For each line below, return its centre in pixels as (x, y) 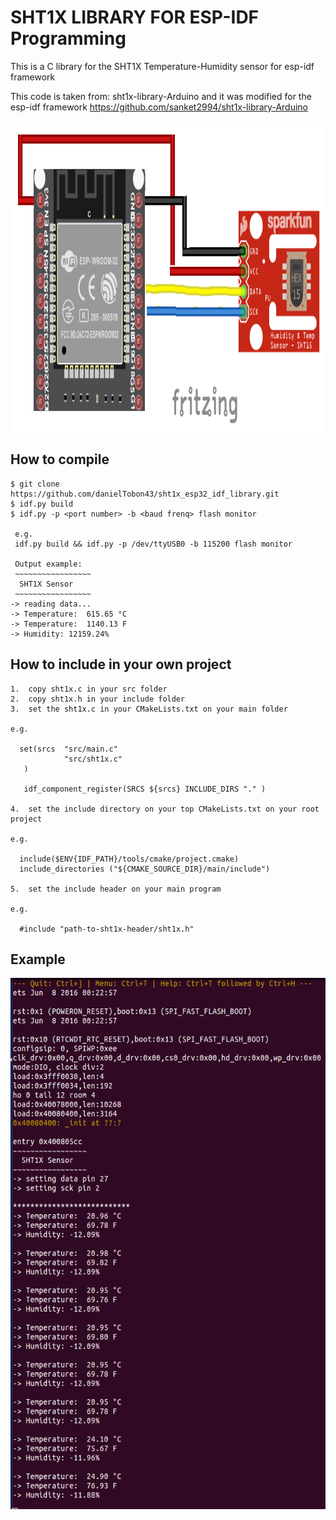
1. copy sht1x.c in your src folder (89, 689)
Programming (68, 38)
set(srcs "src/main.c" (68, 749)
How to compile (60, 459)
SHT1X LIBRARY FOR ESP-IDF (135, 17)
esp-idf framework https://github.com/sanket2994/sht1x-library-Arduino (159, 107)
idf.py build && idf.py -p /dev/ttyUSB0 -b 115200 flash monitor (153, 544)
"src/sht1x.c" (93, 759)
